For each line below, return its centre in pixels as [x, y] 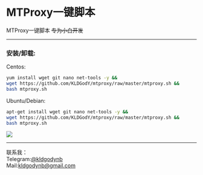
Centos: [16, 67]
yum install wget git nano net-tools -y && [62, 78]
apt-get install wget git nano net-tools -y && [67, 112]
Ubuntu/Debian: [26, 101]
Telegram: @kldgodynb [35, 159]
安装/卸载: [21, 53]
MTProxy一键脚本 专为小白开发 [45, 30]
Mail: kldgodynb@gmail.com [41, 166]
